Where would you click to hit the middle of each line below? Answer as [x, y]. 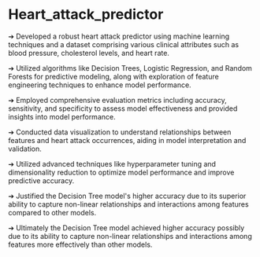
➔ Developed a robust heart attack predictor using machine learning [119, 36]
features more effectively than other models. [80, 244]
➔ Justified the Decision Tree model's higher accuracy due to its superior [127, 196]
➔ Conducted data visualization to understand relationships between [120, 132]
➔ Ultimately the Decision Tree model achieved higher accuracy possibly [126, 228]
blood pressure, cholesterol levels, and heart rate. [89, 53]
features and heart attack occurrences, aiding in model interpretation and [127, 140]
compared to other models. [52, 212]
